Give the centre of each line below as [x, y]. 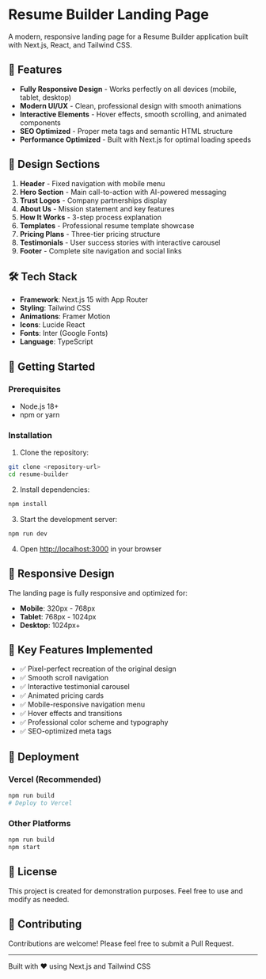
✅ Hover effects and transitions [71, 714]
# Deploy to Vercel [40, 803]
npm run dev [28, 533]
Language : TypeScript [56, 341]
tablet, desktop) [46, 97]
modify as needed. [39, 899]
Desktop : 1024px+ [50, 625]
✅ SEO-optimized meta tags [66, 731]
